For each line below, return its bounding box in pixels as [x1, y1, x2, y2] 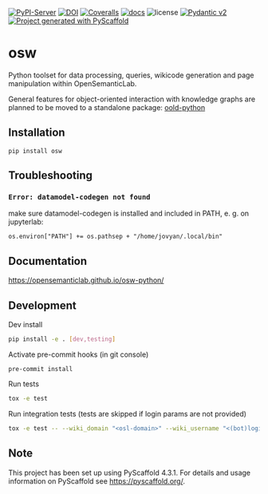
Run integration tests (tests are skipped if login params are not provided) [8, 409, 247, 418]
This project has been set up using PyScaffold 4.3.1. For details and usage [8, 468, 251, 477]
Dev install [8, 320, 43, 330]
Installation [8, 126, 65, 140]
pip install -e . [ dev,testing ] [8, 335, 116, 343]
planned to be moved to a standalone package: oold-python [8, 102, 206, 112]
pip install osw [8, 147, 62, 155]
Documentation [8, 254, 88, 267]
